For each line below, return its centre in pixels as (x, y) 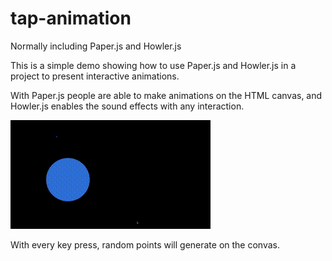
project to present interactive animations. (95, 76)
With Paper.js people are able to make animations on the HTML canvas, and (166, 95)
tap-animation (71, 18)
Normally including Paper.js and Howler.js (96, 46)
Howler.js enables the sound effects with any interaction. (127, 106)
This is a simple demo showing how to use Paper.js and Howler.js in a (153, 65)
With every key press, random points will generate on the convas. (145, 244)
